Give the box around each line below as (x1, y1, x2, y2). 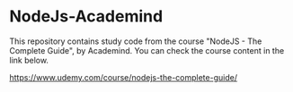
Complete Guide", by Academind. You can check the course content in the (9, 45, 285, 55)
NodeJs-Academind (9, 6, 164, 27)
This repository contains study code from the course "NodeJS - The (9, 36, 262, 46)
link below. (9, 54, 49, 65)
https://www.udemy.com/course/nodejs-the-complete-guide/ (9, 71, 238, 82)
